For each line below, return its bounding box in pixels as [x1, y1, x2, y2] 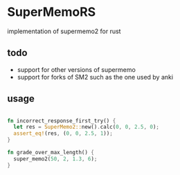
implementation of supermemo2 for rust [7, 27, 121, 35]
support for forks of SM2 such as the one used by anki [17, 73, 174, 81]
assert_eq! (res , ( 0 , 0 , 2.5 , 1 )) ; [13, 130, 113, 137]
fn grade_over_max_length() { [7, 149, 95, 156]
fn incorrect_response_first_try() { [7, 117, 116, 125]
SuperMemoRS [7, 4, 96, 20]
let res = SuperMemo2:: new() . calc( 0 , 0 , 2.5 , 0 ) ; [13, 124, 159, 131]
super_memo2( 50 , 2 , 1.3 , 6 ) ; [13, 155, 98, 163]
